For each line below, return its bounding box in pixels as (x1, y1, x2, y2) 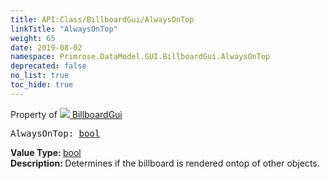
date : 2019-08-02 (10, 42, 83, 53)
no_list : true (10, 71, 70, 81)
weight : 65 (10, 33, 56, 43)
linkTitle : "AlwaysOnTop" (10, 24, 118, 34)
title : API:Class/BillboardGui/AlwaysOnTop (10, 14, 195, 25)
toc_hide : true (10, 80, 74, 90)
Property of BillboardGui (10, 108, 123, 120)
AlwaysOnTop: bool (10, 127, 101, 139)
